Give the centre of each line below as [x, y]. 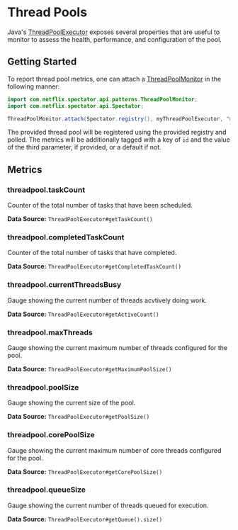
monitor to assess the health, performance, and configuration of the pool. [114, 39]
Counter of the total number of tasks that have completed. [92, 253]
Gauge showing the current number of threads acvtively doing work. [107, 300]
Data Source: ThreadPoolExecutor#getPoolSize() [79, 417]
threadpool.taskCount [46, 190]
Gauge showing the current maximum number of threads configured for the [118, 347]
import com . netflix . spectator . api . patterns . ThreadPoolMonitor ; [103, 99]
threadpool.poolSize [43, 387]
